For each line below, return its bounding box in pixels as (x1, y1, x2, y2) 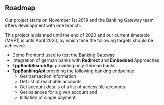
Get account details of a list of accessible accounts (19, 84, 125, 90)
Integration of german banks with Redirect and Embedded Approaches (12, 57, 160, 63)
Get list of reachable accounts (19, 78, 82, 84)
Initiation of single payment (19, 94, 76, 100)
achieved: (5, 42, 25, 49)
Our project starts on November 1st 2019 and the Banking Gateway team (5, 17, 154, 23)
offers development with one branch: (5, 22, 81, 28)
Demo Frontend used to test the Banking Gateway (12, 52, 115, 58)
